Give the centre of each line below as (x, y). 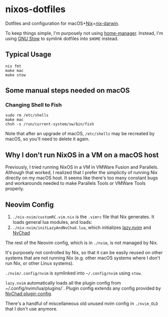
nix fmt (13, 66)
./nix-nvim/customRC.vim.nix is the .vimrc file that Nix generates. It (83, 217)
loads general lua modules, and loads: (52, 222)
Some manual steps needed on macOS (68, 90)
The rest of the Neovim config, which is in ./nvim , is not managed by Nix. (82, 243)
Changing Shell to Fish (33, 105)
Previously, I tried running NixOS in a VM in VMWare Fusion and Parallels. (82, 167)
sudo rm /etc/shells (27, 115)
